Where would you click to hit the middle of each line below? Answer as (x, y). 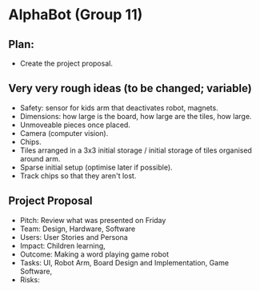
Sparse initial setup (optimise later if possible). (96, 167)
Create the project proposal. (66, 63)
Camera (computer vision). (64, 133)
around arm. (40, 158)
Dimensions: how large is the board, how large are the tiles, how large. (136, 116)
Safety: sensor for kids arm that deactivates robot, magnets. (119, 108)
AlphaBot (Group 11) (76, 15)
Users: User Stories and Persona (74, 237)
